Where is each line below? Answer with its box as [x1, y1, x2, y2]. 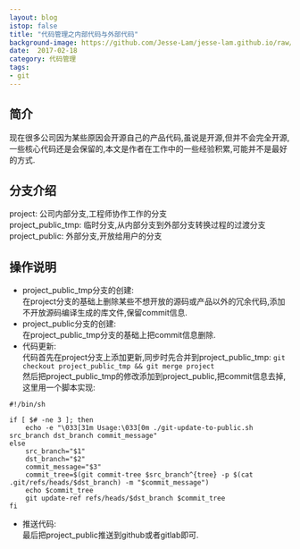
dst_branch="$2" [25, 455, 87, 464]
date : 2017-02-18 [9, 46, 78, 55]
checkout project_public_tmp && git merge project [21, 362, 215, 371]
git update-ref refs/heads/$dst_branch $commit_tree [25, 494, 226, 503]
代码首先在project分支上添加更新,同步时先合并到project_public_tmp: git [21, 352, 286, 363]
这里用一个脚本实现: [21, 382, 96, 393]
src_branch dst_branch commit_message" [9, 431, 158, 441]
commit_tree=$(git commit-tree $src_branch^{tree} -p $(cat [25, 470, 254, 479]
